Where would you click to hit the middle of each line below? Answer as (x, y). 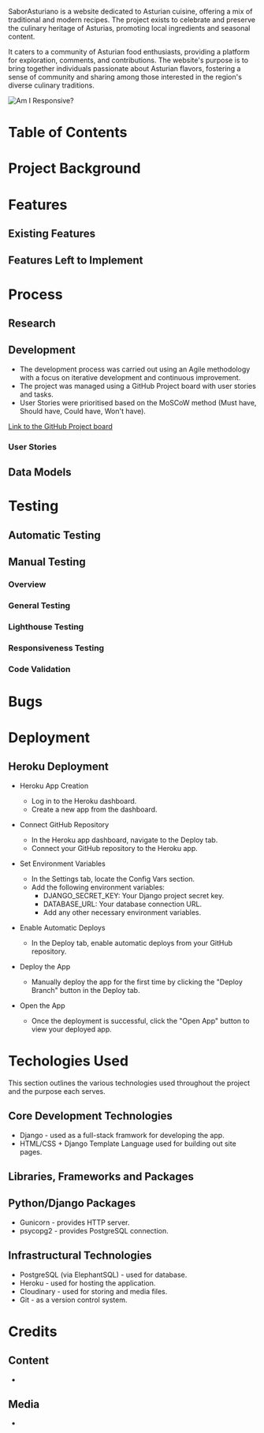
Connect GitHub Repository (64, 824)
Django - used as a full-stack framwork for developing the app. (122, 1135)
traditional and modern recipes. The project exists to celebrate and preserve (132, 20)
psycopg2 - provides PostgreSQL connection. (94, 1230)
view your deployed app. (71, 1029)
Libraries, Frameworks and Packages (101, 1176)
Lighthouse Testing (46, 626)
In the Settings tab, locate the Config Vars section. (113, 879)
